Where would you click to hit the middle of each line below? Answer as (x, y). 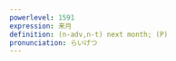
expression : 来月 (41, 26)
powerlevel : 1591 (42, 17)
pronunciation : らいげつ (54, 43)
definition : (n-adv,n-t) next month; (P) (89, 34)
